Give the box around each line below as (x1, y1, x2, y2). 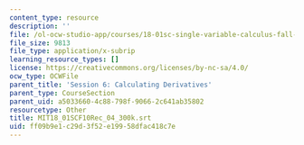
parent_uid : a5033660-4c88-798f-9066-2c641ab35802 (9, 96, 204, 106)
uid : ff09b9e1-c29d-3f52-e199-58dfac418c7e (9, 122, 176, 131)
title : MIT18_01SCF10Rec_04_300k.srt (9, 113, 152, 122)
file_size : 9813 (9, 38, 71, 48)
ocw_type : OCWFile (9, 72, 79, 81)
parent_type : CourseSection (9, 88, 116, 97)
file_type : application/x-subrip (9, 47, 136, 56)
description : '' (9, 22, 71, 31)
